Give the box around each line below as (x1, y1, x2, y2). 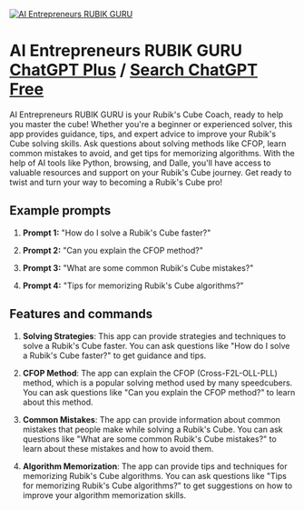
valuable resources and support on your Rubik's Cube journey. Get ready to (9, 166, 292, 177)
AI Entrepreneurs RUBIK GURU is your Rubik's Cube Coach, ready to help (9, 109, 284, 120)
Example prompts (9, 203, 112, 218)
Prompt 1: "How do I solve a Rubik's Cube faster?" (22, 227, 211, 238)
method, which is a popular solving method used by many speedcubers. (22, 377, 293, 388)
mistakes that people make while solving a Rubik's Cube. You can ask (22, 424, 283, 435)
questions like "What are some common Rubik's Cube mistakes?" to (22, 433, 277, 445)
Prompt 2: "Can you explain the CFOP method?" (22, 245, 204, 255)
